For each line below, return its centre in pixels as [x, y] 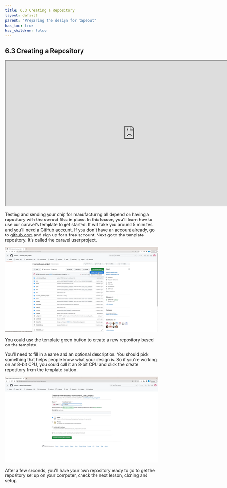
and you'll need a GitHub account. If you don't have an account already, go [80, 230]
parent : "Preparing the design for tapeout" [51, 20]
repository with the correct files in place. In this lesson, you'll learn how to [79, 219]
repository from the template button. [41, 370]
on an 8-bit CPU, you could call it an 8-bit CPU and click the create [72, 365]
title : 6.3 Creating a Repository [40, 10]
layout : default [21, 15]
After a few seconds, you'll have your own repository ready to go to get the [80, 470]
